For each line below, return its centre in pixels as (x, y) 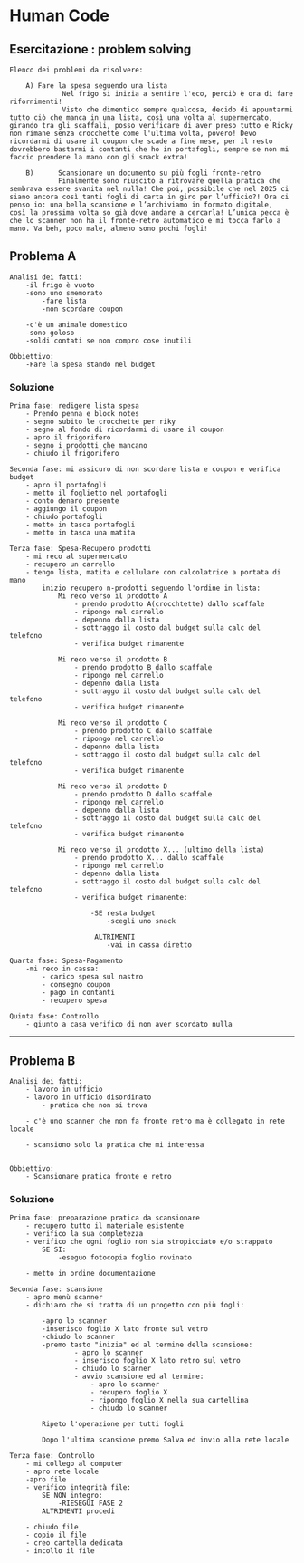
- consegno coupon (76, 985)
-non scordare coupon (83, 309)
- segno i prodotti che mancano (86, 446)
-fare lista (65, 301)
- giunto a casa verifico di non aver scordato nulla (129, 1025)
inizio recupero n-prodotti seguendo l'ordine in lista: (151, 589)
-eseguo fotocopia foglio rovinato (125, 1258)
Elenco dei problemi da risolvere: (76, 70)
